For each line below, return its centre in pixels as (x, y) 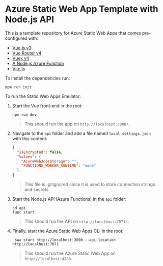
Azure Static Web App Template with (82, 9)
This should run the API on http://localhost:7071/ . (77, 221)
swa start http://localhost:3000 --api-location (65, 240)
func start (23, 213)
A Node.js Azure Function (38, 63)
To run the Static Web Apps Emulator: (43, 96)
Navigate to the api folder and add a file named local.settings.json (81, 133)
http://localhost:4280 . (48, 259)
